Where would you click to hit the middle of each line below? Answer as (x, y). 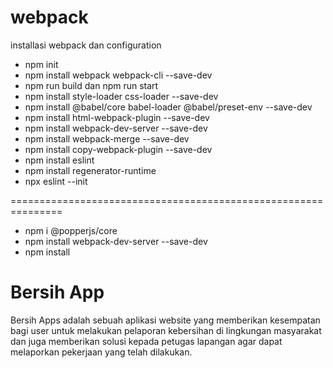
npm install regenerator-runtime (90, 170)
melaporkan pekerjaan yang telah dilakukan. (101, 352)
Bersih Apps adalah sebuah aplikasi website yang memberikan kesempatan (165, 320)
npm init (41, 64)
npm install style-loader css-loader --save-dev (121, 96)
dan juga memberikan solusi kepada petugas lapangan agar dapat (146, 341)
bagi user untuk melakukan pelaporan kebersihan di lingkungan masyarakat (166, 330)
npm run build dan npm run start (91, 85)
